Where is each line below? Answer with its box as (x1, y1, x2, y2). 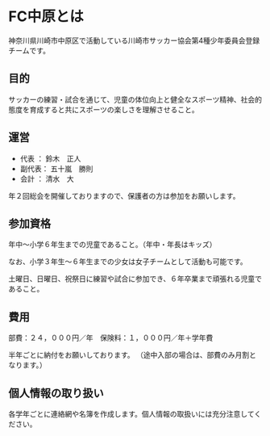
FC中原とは (8, 7, 85, 26)
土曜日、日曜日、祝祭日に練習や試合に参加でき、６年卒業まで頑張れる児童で (8, 274, 263, 283)
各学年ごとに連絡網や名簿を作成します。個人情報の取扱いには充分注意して (8, 409, 255, 418)
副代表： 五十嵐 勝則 (19, 163, 93, 174)
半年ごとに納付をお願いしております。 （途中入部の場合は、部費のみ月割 (8, 350, 250, 360)
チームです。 (8, 45, 51, 55)
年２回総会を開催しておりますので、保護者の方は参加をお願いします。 (8, 191, 240, 200)
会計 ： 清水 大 (19, 174, 74, 183)
